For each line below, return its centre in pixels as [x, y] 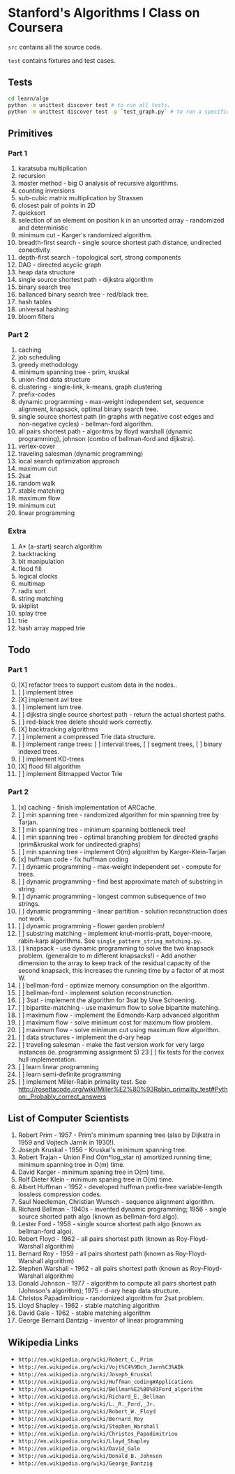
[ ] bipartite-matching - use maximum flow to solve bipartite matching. [119, 1007]
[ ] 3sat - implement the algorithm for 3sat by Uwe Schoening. [107, 1000]
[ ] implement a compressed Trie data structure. [87, 737]
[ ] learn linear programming [59, 1066]
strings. [29, 903]
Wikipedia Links [43, 1342]
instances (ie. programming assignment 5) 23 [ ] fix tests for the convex [121, 1052]
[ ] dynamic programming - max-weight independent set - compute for [120, 866]
